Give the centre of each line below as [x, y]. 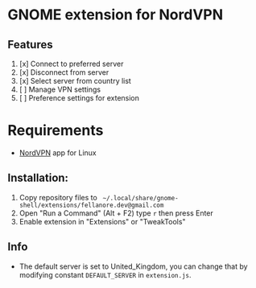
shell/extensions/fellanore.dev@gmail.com [91, 205]
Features [30, 45]
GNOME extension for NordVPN [116, 15]
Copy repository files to [58, 197]
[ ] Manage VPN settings [60, 89]
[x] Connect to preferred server [71, 64]
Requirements [56, 131]
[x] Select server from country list [75, 81]
